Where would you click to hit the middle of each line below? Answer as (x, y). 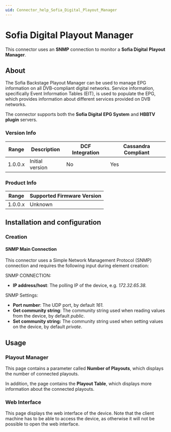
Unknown (41, 204)
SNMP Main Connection (31, 249)
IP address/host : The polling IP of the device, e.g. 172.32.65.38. (79, 285)
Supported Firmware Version (66, 195)
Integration (86, 152)
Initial (36, 161)
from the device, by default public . (49, 316)
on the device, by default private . (47, 327)
